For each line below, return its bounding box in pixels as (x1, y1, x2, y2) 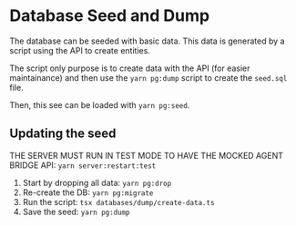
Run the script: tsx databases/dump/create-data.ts (22, 196, 215, 207)
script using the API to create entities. (9, 44, 150, 55)
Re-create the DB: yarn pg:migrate (22, 187, 154, 198)
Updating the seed (9, 126, 117, 142)
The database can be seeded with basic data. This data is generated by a (9, 35, 285, 46)
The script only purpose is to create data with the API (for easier (9, 63, 250, 74)
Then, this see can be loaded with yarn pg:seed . (9, 99, 190, 110)
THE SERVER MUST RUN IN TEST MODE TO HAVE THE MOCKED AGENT (9, 150, 284, 161)
